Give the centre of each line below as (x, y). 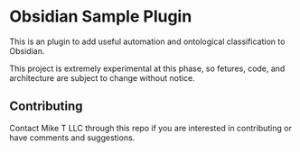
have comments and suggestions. (72, 138)
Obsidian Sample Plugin (101, 17)
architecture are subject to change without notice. (103, 77)
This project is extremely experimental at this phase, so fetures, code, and (147, 68)
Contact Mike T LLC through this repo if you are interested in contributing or (150, 128)
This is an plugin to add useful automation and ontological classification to (147, 41)
